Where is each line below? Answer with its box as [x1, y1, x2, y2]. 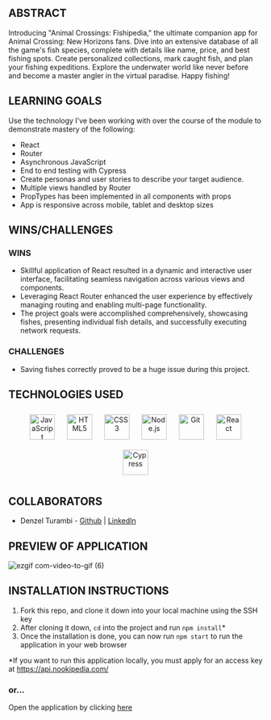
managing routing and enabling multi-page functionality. [19, 300, 207, 310]
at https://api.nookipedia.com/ [8, 663, 109, 673]
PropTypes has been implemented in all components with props [19, 191, 231, 201]
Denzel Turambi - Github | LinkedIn [19, 516, 137, 525]
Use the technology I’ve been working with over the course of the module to [8, 115, 262, 125]
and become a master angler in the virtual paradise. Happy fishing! [8, 70, 230, 80]
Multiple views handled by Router [19, 182, 131, 192]
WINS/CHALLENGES [8, 224, 114, 237]
